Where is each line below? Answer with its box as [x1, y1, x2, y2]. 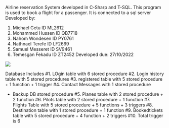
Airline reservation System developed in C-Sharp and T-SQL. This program [5, 5, 161, 10]
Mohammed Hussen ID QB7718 [12, 30, 78, 36]
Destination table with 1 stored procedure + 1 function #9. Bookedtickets [12, 107, 163, 113]
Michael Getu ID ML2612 [12, 25, 64, 31]
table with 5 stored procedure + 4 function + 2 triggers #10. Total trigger [12, 113, 163, 118]
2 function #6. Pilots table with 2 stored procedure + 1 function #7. [12, 97, 151, 102]
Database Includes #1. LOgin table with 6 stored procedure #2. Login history [5, 71, 164, 77]
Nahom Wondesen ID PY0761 [12, 35, 74, 41]
